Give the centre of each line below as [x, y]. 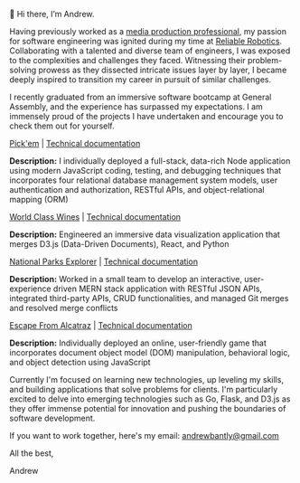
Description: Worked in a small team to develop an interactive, [126, 279]
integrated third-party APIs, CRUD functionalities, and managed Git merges [149, 298]
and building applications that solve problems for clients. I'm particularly [144, 389]
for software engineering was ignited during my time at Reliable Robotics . [146, 41]
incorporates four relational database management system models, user [144, 180]
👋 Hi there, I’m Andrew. [52, 14]
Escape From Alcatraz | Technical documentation [101, 325]
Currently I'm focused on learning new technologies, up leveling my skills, [147, 379]
